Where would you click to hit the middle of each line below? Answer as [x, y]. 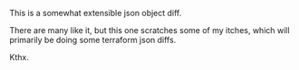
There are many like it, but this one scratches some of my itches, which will [149, 30]
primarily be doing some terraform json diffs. [93, 40]
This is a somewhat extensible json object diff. [96, 13]
